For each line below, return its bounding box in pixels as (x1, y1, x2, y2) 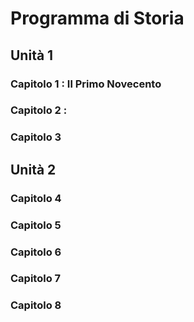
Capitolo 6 (10, 245, 62, 259)
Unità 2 (10, 161, 57, 178)
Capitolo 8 (10, 298, 62, 312)
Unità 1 (10, 47, 54, 64)
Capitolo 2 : (10, 103, 68, 117)
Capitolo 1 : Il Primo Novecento (10, 77, 162, 91)
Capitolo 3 (10, 130, 62, 144)
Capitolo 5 (10, 218, 62, 232)
